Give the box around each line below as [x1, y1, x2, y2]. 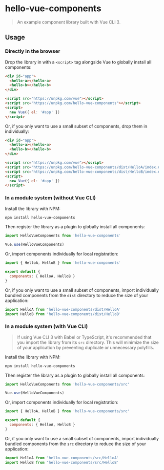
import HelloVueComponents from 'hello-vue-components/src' [5, 382, 130, 386]
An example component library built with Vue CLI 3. [17, 19, 121, 25]
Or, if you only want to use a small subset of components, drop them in [5, 123, 147, 129]
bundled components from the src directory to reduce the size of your [5, 441, 146, 447]
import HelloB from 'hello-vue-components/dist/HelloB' [5, 311, 121, 317]
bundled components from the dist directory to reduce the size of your [5, 292, 148, 298]
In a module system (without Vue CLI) [5, 194, 96, 201]
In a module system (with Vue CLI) [5, 323, 88, 330]
